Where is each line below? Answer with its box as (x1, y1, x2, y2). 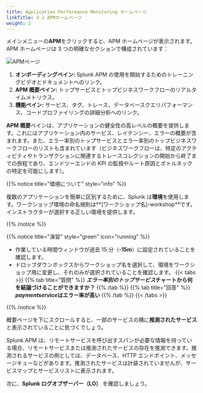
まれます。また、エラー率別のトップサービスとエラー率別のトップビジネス (6, 137, 192, 145)
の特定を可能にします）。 (6, 168, 68, 175)
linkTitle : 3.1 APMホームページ (6, 15, 82, 21)
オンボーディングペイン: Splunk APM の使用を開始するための (15, 71, 167, 78)
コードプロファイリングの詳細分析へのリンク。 (25, 109, 142, 116)
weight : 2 (6, 20, 32, 26)
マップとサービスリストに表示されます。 (16, 367, 118, 374)
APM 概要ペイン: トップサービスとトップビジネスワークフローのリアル (15, 86, 192, 94)
